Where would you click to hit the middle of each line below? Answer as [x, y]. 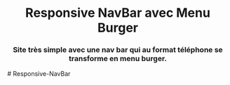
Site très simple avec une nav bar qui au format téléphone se [118, 50]
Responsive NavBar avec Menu [118, 13]
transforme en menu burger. [118, 59]
